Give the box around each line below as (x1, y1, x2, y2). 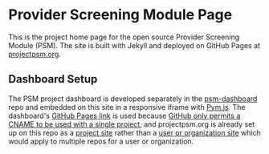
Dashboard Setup (8, 72, 98, 86)
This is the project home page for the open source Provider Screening (8, 32, 240, 42)
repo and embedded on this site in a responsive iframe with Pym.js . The (8, 102, 246, 111)
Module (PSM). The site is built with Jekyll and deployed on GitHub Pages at (8, 40, 261, 50)
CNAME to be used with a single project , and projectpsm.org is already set (8, 119, 255, 129)
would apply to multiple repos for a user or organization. (8, 136, 194, 146)
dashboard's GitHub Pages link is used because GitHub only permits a (8, 111, 241, 120)
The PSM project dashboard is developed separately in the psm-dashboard (8, 94, 258, 103)
